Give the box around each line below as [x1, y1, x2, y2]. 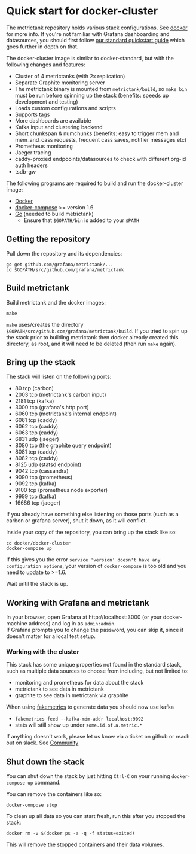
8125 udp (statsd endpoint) [14, 461, 82, 468]
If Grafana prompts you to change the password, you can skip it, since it [6, 627, 183, 634]
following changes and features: [6, 61, 85, 68]
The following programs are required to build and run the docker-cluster [6, 180, 183, 187]
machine [6, 620, 28, 627]
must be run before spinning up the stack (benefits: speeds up [14, 92, 169, 99]
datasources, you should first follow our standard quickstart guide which [6, 37, 185, 44]
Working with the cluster [6, 648, 79, 656]
